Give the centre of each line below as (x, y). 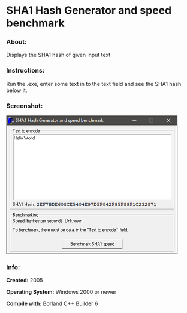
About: (16, 42)
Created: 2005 (25, 281)
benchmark (35, 23)
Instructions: (25, 71)
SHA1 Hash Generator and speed (89, 11)
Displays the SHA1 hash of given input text (58, 55)
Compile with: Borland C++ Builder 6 (52, 303)
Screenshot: (25, 106)
